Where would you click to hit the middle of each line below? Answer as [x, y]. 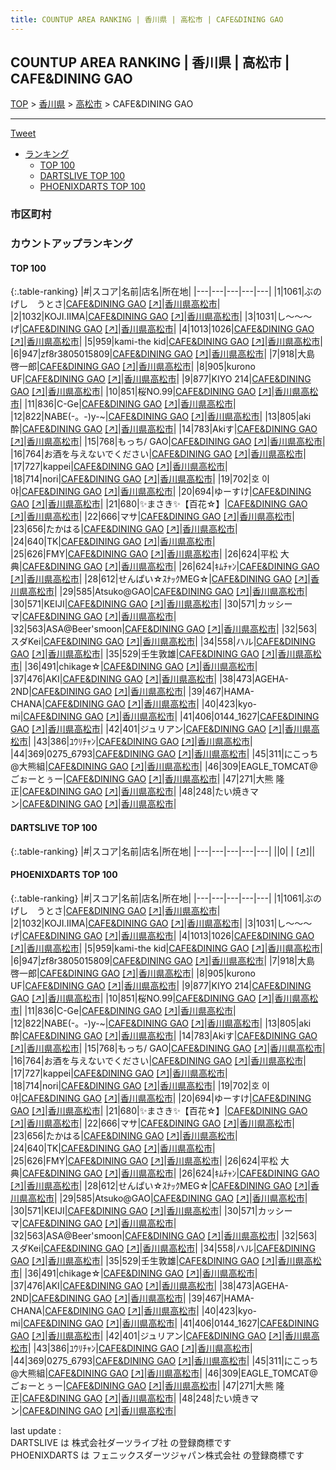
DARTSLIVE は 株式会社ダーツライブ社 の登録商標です [121, 1442]
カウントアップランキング [71, 244]
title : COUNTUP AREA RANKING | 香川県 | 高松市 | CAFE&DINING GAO [147, 19]
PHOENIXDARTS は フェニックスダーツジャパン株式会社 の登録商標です [157, 1455]
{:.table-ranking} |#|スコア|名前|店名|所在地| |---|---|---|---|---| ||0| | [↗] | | [163, 851]
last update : [36, 1430]
